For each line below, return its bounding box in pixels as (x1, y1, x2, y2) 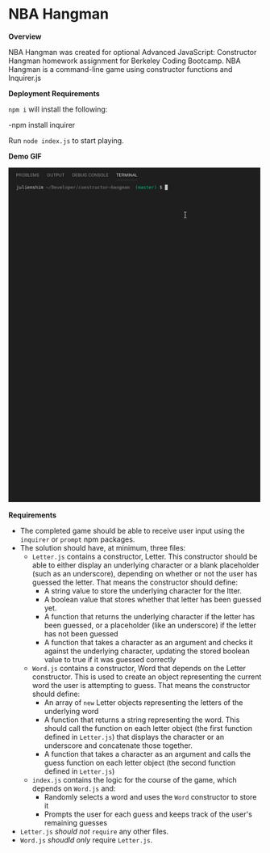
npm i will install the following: (8, 104, 108, 114)
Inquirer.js (8, 73, 42, 82)
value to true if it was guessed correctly (44, 654, 177, 664)
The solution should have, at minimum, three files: (19, 543, 186, 552)
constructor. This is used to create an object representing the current (31, 672, 262, 682)
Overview (8, 32, 42, 41)
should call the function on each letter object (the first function (44, 723, 252, 733)
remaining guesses (44, 817, 107, 827)
